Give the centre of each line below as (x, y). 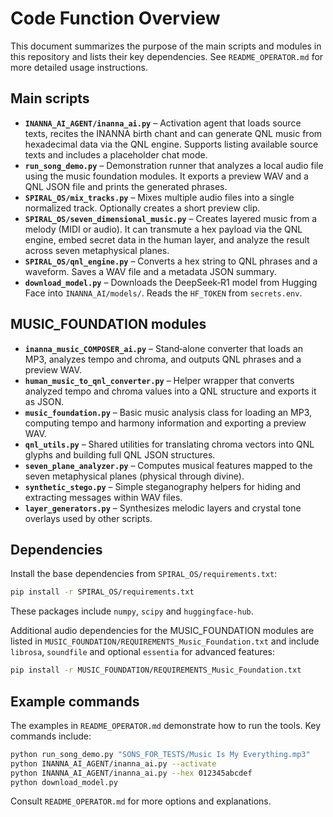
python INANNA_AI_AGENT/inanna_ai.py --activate (113, 763)
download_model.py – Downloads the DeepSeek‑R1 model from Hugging (171, 282)
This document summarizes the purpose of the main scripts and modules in (166, 46)
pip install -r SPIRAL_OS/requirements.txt (102, 592)
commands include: (51, 736)
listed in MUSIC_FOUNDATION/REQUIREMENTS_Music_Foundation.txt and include (165, 641)
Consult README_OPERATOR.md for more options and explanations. (141, 801)
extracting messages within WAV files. (103, 497)
